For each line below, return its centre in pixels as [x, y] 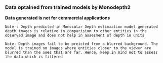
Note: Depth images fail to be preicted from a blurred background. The [81, 44]
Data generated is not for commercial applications [58, 18]
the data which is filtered [34, 57]
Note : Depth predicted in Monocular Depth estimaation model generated [81, 27]
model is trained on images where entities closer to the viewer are [78, 48]
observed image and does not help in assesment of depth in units [75, 36]
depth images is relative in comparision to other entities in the [76, 31]
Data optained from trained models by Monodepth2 [68, 7]
